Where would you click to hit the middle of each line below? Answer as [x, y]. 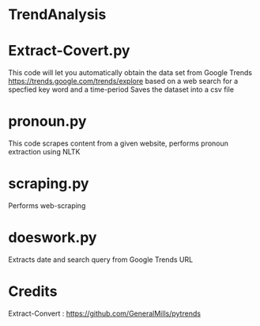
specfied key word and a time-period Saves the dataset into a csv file [121, 89]
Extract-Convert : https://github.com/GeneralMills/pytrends [105, 313]
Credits [33, 292]
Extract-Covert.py [69, 51]
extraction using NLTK [44, 152]
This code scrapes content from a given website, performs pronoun [119, 143]
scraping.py [49, 184]
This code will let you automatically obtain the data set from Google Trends [130, 73]
